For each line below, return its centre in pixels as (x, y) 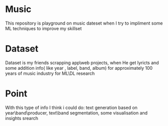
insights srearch (22, 118)
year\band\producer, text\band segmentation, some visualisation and (76, 113)
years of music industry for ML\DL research (50, 73)
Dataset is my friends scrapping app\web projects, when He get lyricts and (82, 62)
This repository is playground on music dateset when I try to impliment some (84, 23)
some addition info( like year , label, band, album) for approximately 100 (79, 68)
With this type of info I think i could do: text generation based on (71, 107)
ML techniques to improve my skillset (43, 28)
